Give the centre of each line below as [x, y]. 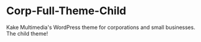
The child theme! [27, 33]
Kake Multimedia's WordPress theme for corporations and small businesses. [101, 27]
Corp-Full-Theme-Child [66, 11]
